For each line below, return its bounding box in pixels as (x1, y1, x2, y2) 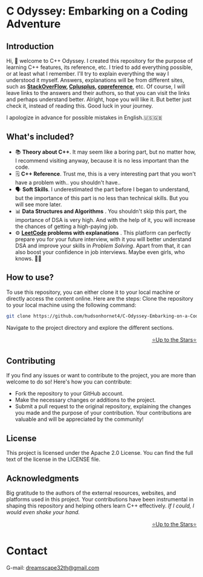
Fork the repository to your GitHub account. (14, 390, 124, 397)
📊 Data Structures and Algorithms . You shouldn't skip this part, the (14, 207, 187, 215)
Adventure (6, 17, 61, 31)
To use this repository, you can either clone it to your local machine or (6, 288, 180, 296)
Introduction (6, 41, 54, 51)
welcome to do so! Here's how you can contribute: (6, 378, 132, 385)
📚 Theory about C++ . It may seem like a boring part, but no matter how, (14, 148, 196, 155)
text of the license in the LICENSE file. (6, 455, 101, 463)
